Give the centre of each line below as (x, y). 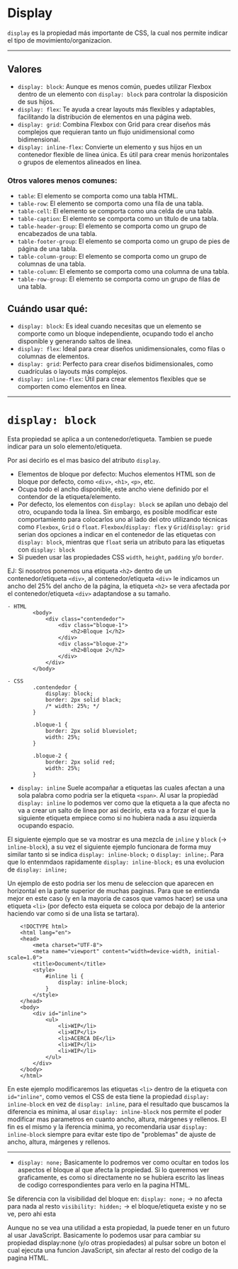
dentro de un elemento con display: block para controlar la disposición (123, 94)
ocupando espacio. (46, 825)
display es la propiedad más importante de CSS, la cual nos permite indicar (118, 33)
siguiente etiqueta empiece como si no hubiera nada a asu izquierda (117, 818)
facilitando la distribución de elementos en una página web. (104, 117)
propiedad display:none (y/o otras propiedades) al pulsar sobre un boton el (117, 1243)
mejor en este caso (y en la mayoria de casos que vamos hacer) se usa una (118, 898)
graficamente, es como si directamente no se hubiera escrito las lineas (121, 1177)
